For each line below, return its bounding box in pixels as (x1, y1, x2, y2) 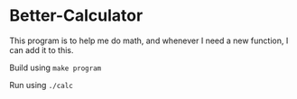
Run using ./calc (9, 79, 74, 90)
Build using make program (9, 62, 102, 73)
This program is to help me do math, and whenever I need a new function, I (9, 35, 289, 46)
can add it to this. (9, 44, 74, 55)
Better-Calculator (9, 5, 144, 26)
